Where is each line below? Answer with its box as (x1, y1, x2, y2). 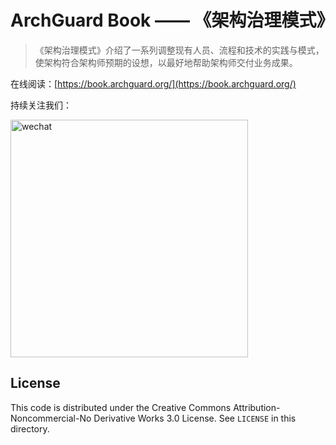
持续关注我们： (10, 99, 72, 111)
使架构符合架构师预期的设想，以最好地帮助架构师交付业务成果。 (34, 56, 298, 68)
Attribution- (233, 401, 281, 413)
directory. (10, 422, 50, 435)
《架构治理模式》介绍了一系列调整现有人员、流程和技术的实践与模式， (34, 44, 325, 56)
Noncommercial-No (10, 412, 92, 424)
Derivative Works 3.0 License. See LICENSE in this (93, 412, 297, 424)
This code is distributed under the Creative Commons (10, 401, 232, 413)
